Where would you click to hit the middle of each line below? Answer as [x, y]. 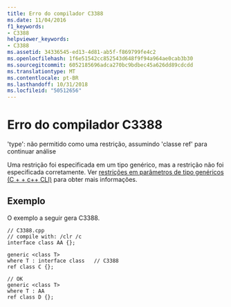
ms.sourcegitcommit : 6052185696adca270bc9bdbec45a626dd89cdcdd [100, 65]
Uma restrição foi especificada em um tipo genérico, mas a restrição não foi [115, 165]
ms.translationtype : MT [41, 71]
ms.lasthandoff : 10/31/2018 [48, 84]
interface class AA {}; [41, 243]
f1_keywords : [26, 26]
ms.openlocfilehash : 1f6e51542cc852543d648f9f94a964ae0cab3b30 [100, 59]
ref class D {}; [30, 297]
